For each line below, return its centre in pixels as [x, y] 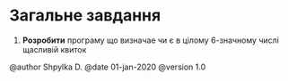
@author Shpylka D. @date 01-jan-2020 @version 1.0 [108, 67]
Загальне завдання [85, 16]
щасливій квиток [54, 49]
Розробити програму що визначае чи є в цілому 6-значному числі [151, 40]
